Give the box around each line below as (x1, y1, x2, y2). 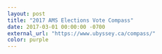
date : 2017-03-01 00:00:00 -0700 (7, 23, 106, 30)
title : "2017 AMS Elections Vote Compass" (7, 17, 134, 24)
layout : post (7, 10, 46, 18)
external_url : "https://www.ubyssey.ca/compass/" (7, 29, 156, 37)
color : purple (7, 36, 49, 43)
